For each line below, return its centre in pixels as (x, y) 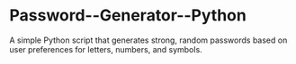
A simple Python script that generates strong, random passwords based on (148, 40)
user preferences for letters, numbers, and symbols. (106, 49)
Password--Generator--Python (128, 16)
